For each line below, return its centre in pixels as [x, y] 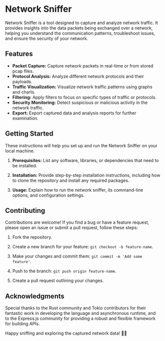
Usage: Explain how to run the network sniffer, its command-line [78, 190]
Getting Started [29, 134]
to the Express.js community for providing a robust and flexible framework [81, 318]
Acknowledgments [35, 296]
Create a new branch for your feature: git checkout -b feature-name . [83, 247]
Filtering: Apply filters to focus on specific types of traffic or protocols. [84, 97]
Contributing [25, 210]
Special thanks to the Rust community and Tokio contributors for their [76, 308]
